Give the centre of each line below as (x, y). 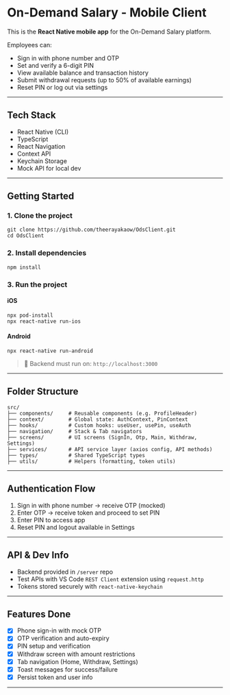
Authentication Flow (51, 489)
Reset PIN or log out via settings (62, 87)
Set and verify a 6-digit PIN (55, 65)
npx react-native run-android (50, 351)
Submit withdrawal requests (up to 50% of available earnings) (104, 80)
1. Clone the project (40, 216)
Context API (34, 154)
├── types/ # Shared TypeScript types (76, 455)
